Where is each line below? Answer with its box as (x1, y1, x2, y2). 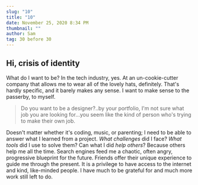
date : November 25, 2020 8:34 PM (6, 20, 89, 26)
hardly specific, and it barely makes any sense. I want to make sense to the (6, 87, 190, 94)
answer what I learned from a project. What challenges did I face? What (6, 135, 182, 142)
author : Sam (6, 31, 36, 37)
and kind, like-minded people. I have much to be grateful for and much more (6, 167, 193, 174)
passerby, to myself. (6, 93, 56, 100)
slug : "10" (6, 8, 33, 15)
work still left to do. (6, 173, 53, 180)
